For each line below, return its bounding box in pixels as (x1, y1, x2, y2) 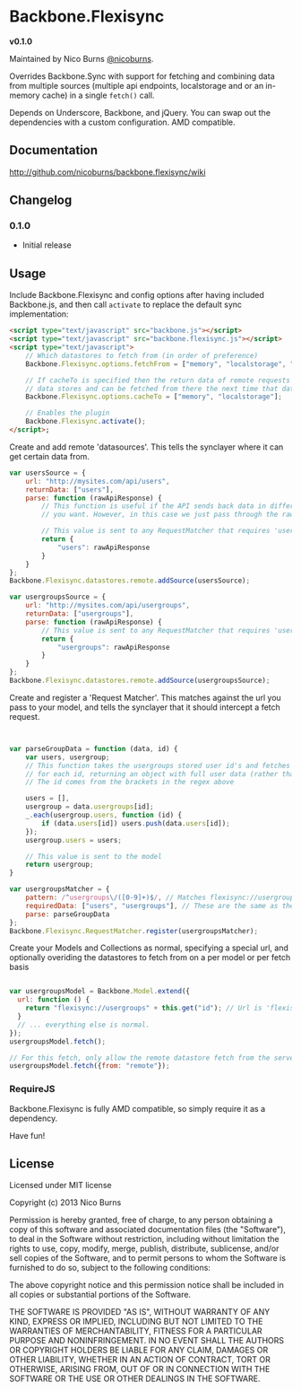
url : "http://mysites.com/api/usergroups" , (25, 601, 191, 610)
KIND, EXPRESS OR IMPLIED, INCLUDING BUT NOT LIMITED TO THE (9, 1317, 263, 1327)
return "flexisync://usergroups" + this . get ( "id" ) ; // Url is (25, 1003, 262, 1013)
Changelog (9, 193, 73, 208)
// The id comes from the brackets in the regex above (25, 778, 235, 787)
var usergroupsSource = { (9, 592, 106, 602)
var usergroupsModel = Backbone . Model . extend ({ (9, 987, 191, 996)
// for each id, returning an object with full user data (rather (25, 769, 279, 778)
